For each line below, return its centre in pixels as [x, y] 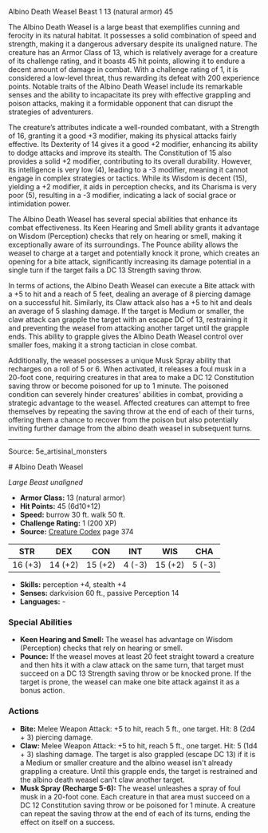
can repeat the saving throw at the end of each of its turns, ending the [135, 813]
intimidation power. [39, 204]
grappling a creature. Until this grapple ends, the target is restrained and [138, 771]
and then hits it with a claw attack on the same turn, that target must [132, 665]
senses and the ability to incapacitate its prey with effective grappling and [130, 95]
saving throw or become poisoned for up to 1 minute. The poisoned [118, 386]
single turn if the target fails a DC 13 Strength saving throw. [105, 270]
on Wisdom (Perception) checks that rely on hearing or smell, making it [125, 236]
